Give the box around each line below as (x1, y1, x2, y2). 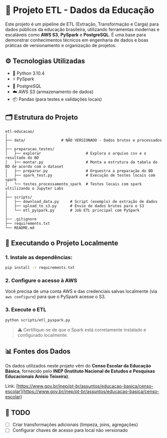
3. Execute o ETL (5, 306, 46, 313)
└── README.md (5, 225, 35, 230)
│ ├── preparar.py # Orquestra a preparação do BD (5, 168, 153, 173)
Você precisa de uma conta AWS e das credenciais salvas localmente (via (5, 288, 157, 294)
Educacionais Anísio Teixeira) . (5, 373, 69, 379)
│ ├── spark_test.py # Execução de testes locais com (5, 173, 155, 178)
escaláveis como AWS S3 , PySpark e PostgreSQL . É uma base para (5, 32, 146, 38)
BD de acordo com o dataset (5, 164, 64, 169)
